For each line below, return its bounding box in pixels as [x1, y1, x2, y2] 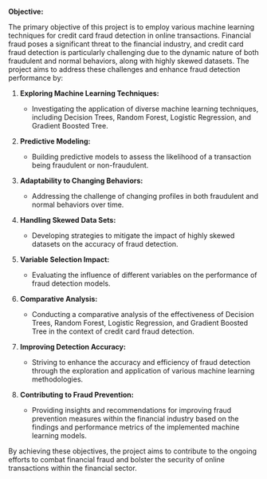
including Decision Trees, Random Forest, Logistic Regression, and [31, 113, 252, 122]
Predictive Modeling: [19, 137, 91, 146]
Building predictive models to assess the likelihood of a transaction [31, 152, 252, 161]
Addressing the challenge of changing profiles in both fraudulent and [31, 192, 259, 200]
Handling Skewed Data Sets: [19, 216, 116, 224]
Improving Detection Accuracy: [19, 342, 126, 351]
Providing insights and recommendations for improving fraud [31, 406, 232, 414]
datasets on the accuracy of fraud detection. [31, 239, 179, 248]
